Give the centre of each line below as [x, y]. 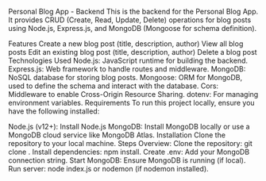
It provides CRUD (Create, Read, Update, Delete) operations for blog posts [130, 20]
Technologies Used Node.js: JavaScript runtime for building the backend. [128, 60]
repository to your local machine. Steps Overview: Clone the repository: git [130, 143]
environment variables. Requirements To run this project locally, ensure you [132, 103]
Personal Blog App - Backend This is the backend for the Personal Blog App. [133, 12]
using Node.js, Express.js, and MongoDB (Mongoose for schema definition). [133, 28]
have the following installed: [54, 111]
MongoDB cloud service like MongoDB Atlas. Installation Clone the [117, 135]
